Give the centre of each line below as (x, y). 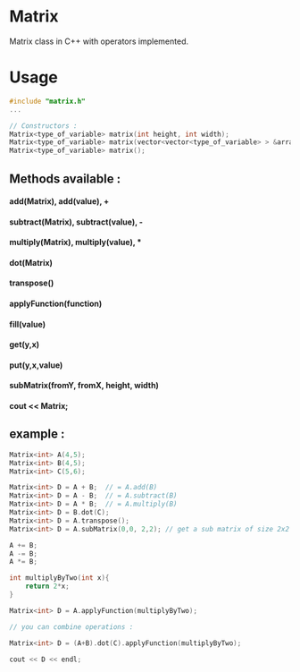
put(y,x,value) (36, 365)
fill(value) (28, 324)
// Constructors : (43, 126)
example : (37, 434)
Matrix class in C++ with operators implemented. (99, 41)
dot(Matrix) (31, 262)
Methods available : (65, 179)
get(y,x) (25, 345)
